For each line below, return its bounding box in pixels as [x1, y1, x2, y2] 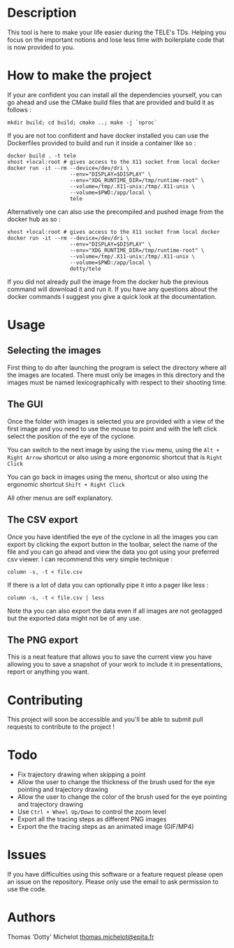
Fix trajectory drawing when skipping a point [17, 770, 146, 779]
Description [7, 5, 77, 21]
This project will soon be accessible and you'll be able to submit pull [7, 716, 204, 724]
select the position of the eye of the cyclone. [7, 432, 136, 440]
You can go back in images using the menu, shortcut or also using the [7, 473, 208, 481]
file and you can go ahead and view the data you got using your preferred [7, 548, 219, 556]
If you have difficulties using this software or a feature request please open [7, 870, 224, 879]
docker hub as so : [7, 215, 61, 223]
